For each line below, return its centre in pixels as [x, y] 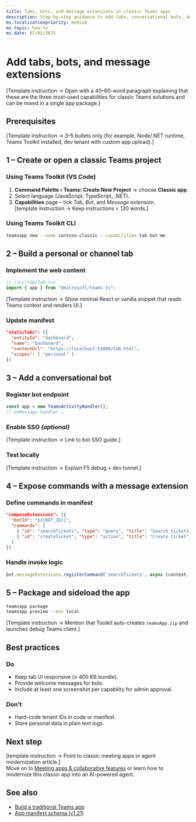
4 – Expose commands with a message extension [97, 486]
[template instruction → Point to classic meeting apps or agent [81, 756]
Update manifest [30, 320]
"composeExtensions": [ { [36, 515]
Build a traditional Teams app [49, 807]
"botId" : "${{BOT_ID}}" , [41, 520]
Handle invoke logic [34, 562]
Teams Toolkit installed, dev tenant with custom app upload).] [80, 141]
